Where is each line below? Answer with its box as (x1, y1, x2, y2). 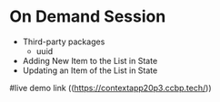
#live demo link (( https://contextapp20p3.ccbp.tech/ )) (9, 82, 212, 93)
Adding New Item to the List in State (22, 55, 158, 66)
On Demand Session (9, 6, 166, 27)
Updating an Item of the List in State (22, 65, 158, 76)
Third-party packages (22, 36, 105, 47)
